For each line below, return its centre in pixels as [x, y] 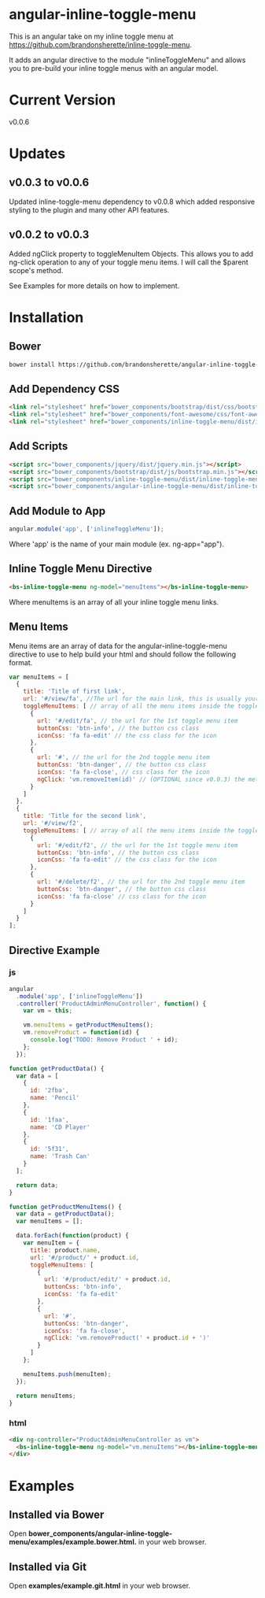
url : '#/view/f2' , [53, 823]
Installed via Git [48, 1567]
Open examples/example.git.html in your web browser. [100, 1586]
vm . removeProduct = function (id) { [81, 1033]
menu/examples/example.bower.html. [73, 1542]
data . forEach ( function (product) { [72, 1236]
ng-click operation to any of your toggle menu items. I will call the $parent [129, 262]
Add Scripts [39, 446]
